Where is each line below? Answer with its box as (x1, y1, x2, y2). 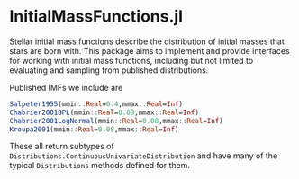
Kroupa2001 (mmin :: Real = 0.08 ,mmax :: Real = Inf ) (9, 124, 179, 134)
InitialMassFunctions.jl (9, 6, 183, 27)
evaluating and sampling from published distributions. (9, 65, 209, 76)
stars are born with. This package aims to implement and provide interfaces (9, 45, 290, 56)
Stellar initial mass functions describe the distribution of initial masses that (9, 36, 285, 47)
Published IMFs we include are (9, 82, 123, 93)
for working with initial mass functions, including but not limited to (9, 55, 254, 66)
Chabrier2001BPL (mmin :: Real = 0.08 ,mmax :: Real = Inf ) (9, 108, 200, 117)
